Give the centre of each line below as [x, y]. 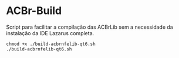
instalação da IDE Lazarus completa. [50, 33]
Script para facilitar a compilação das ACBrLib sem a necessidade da [89, 27]
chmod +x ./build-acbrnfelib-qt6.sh [51, 44]
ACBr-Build [34, 11]
